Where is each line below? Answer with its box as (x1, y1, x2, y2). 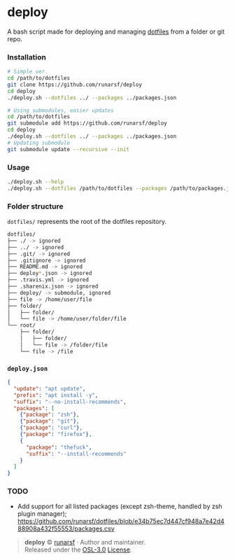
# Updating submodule (7, 139, 71, 146)
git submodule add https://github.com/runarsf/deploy (7, 120, 168, 127)
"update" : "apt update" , (13, 385, 86, 392)
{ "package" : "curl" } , (20, 424, 83, 431)
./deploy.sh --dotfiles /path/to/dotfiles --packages (7, 185, 168, 192)
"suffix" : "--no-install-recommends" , (13, 398, 127, 405)
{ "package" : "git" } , (20, 418, 80, 425)
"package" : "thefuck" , (25, 444, 92, 451)
